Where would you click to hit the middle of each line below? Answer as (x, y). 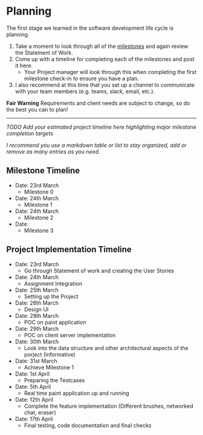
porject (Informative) (50, 354)
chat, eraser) (40, 412)
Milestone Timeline (43, 171)
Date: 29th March (37, 328)
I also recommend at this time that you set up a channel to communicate (105, 85)
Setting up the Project (51, 296)
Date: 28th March (37, 315)
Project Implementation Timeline (69, 250)
